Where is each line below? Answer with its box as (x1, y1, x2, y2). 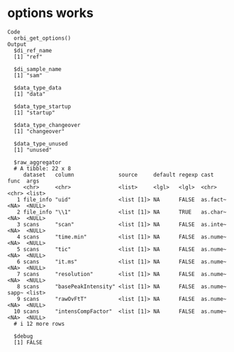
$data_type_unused (13, 140, 69, 147)
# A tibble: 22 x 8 (13, 165, 72, 172)
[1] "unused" (13, 146, 52, 153)
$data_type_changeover (13, 121, 81, 128)
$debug (13, 332, 33, 340)
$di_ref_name (13, 47, 52, 54)
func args (7, 177, 40, 185)
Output (7, 40, 27, 48)
